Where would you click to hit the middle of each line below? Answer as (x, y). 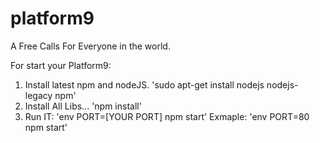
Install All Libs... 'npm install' (83, 106)
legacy (38, 95)
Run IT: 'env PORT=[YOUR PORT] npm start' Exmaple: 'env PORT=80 (167, 116)
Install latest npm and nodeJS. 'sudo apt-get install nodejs (144, 84)
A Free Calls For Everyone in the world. (90, 46)
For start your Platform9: (61, 65)
